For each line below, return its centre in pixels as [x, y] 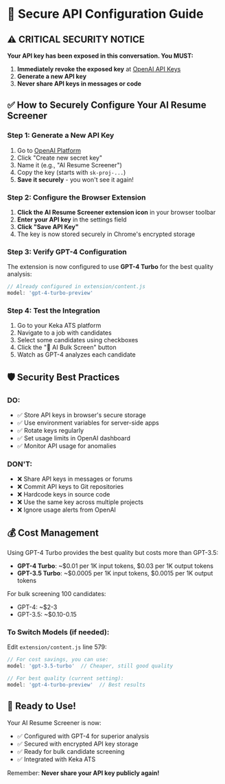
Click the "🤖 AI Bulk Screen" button [67, 347]
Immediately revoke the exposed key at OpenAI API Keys [99, 69]
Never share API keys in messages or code [79, 84]
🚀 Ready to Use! [42, 706]
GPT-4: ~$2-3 [37, 607]
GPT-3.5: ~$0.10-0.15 [47, 615]
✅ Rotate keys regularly [50, 431]
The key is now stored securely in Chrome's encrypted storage [106, 234]
